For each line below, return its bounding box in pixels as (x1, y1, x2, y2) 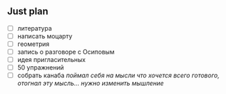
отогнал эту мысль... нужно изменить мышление (17, 79, 164, 88)
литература (17, 24, 52, 32)
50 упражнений (17, 63, 65, 72)
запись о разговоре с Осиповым (17, 48, 115, 56)
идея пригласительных (17, 56, 86, 64)
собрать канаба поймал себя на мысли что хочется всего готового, (17, 71, 220, 79)
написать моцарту (17, 31, 73, 40)
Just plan (7, 6, 49, 17)
